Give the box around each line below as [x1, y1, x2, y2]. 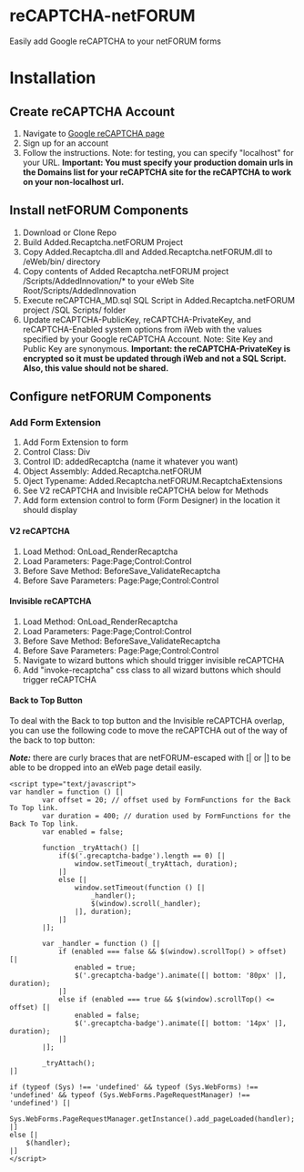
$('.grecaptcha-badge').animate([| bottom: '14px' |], [74, 1019, 287, 1028]
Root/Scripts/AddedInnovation [22, 284, 137, 296]
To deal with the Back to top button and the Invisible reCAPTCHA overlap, [9, 715, 285, 726]
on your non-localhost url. [22, 176, 125, 187]
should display [22, 505, 77, 516]
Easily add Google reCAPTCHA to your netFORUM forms [9, 36, 221, 46]
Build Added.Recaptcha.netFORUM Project [22, 236, 184, 247]
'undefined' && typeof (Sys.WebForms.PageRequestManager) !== [9, 1091, 250, 1100]
